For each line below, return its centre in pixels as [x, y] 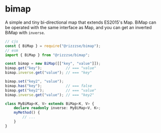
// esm [12, 50]
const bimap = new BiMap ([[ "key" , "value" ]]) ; [53, 64]
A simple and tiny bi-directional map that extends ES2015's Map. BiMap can [81, 22]
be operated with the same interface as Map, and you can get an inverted [78, 27]
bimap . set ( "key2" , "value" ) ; [34, 81]
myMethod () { [27, 113]
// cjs [12, 41]
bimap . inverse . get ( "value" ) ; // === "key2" [50, 95]
